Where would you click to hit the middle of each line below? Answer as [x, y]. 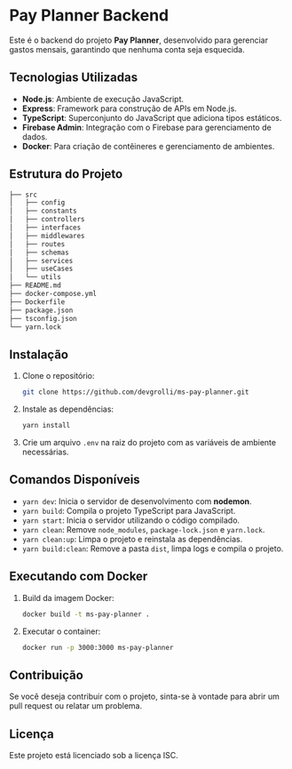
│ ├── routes [37, 244]
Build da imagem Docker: [68, 597]
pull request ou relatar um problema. [76, 706]
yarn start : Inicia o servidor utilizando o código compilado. [131, 520]
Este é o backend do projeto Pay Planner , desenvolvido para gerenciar [139, 40]
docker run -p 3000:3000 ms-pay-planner [98, 647]
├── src [24, 195]
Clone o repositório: [58, 376]
